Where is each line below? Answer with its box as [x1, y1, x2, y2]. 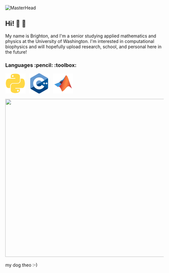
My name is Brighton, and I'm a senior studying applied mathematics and [5, 33, 156, 39]
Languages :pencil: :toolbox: [5, 61, 77, 68]
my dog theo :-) [5, 262, 38, 268]
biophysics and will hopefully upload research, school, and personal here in [5, 43, 162, 50]
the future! [5, 49, 27, 55]
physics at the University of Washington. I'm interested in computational [5, 38, 154, 44]
